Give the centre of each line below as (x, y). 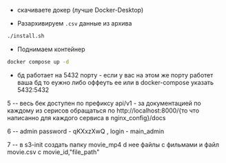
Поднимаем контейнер (51, 49)
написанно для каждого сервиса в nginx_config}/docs (86, 117)
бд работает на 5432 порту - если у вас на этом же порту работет (115, 75)
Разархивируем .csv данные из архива (74, 23)
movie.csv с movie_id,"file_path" (53, 152)
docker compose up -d (38, 61)
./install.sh (26, 36)
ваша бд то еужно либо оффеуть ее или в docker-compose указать (115, 82)
